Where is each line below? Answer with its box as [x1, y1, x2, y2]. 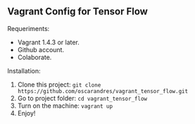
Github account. [17, 45, 65, 54]
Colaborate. [17, 53, 52, 61]
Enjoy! [17, 108, 36, 117]
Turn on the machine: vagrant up [17, 101, 113, 110]
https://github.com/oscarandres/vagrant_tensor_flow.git [17, 87, 189, 94]
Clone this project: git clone [17, 80, 101, 89]
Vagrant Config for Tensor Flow [7, 6, 148, 18]
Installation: [7, 66, 41, 75]
